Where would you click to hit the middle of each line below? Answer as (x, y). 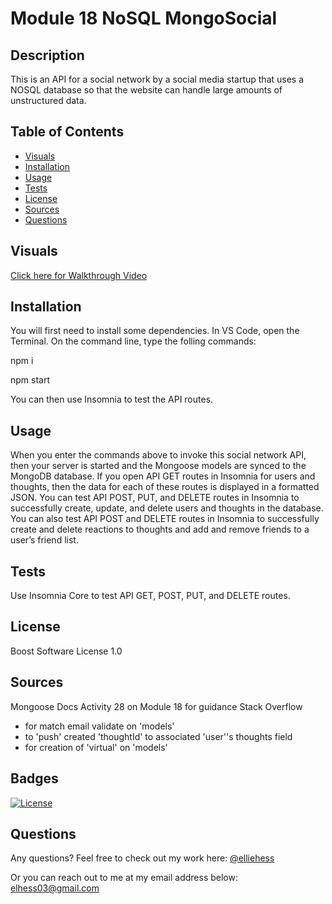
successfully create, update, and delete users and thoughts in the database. (167, 508)
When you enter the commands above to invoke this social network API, (158, 455)
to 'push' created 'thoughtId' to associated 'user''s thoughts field (158, 736)
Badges (34, 778)
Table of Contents (67, 132)
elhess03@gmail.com (55, 888)
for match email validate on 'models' (99, 726)
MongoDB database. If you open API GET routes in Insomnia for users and (163, 476)
